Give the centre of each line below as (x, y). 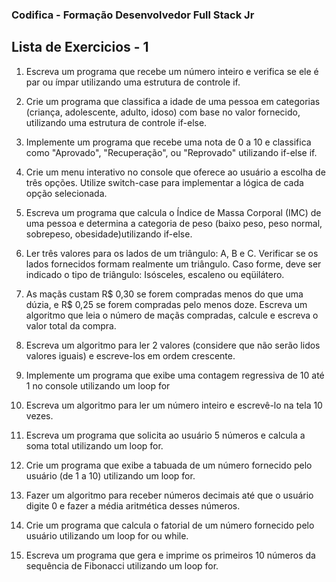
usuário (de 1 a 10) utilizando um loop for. (110, 475)
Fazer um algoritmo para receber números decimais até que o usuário (169, 495)
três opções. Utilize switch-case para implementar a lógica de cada (164, 182)
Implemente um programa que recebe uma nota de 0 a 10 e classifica (168, 142)
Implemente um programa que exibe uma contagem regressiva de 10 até (175, 375)
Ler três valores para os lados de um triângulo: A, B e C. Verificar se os (172, 253)
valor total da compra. (71, 325)
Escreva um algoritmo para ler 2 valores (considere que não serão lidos (173, 345)
